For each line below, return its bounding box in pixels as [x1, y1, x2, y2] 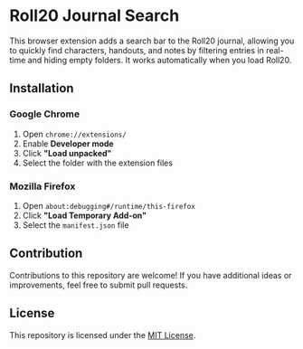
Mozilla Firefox [9, 180, 76, 193]
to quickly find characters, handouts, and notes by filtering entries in [9, 44, 264, 55]
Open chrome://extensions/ [22, 128, 127, 139]
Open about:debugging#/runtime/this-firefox [22, 200, 196, 211]
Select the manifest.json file [22, 219, 129, 231]
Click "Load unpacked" [22, 147, 112, 158]
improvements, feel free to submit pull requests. [9, 279, 188, 290]
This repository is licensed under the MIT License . [9, 329, 196, 340]
